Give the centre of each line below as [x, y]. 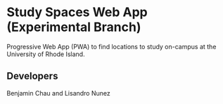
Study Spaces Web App [77, 12]
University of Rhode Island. [46, 54]
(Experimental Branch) [74, 27]
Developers [32, 76]
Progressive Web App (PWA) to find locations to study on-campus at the [111, 46]
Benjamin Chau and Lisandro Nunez [58, 93]
